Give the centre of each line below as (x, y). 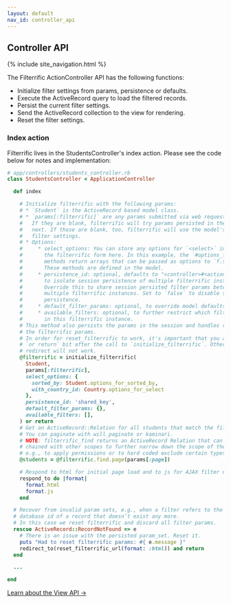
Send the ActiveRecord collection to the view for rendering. (101, 113)
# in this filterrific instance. (77, 319)
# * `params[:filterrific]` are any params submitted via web (110, 217)
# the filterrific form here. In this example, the (104, 255)
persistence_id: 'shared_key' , (70, 402)
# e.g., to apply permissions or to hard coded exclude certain (113, 453)
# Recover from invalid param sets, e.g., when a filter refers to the (118, 510)
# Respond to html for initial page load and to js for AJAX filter (120, 472)
